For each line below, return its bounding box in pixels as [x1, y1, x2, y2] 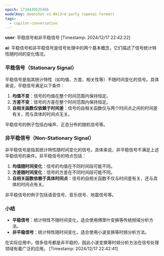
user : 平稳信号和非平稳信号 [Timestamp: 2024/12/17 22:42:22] [5, 35, 131, 40]
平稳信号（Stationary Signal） [5, 64, 77, 71]
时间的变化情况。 [13, 51, 48, 57]
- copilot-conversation [9, 20, 58, 26]
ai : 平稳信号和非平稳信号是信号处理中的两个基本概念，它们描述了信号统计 [5, 45, 152, 51]
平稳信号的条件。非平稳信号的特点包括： [5, 153, 86, 159]
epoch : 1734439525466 [5, 7, 49, 12]
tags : [5, 16, 16, 21]
